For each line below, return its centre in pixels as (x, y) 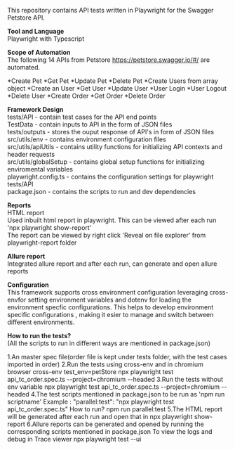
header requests (31, 154)
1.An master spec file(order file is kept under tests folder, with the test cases (117, 357)
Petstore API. (26, 18)
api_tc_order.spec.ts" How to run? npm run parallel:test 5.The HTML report (115, 409)
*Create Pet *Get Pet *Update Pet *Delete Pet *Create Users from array (113, 81)
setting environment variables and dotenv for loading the (109, 300)
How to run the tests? (39, 336)
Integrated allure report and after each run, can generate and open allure (112, 264)
